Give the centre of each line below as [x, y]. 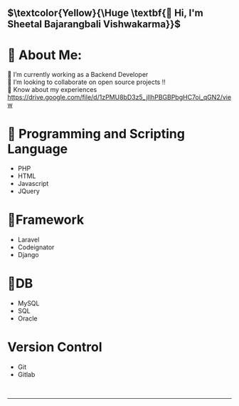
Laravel [28, 240]
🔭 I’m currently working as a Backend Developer [78, 75]
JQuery [29, 191]
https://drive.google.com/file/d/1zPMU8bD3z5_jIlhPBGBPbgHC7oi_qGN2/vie [119, 98]
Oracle [27, 318]
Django [28, 255]
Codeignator [36, 247]
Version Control [55, 347]
